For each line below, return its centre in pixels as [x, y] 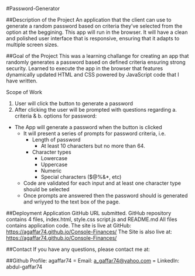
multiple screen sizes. [32, 44]
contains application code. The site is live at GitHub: [69, 225]
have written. [22, 81]
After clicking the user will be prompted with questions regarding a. [96, 110]
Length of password [56, 139]
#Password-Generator [33, 8]
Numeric [51, 171]
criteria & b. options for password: [56, 116]
